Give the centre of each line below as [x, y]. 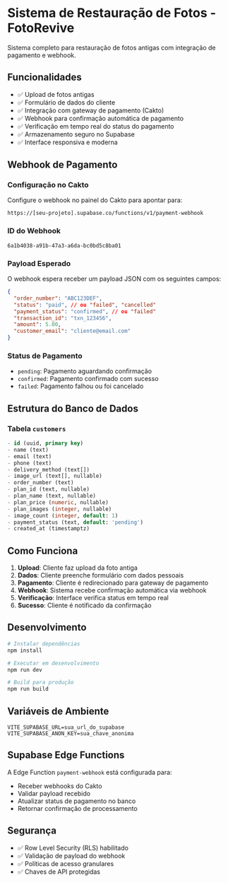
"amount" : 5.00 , [37, 324]
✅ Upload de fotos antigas [56, 94]
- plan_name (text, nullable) [52, 496]
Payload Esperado [39, 263]
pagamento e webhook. [42, 55]
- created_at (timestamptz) [49, 529]
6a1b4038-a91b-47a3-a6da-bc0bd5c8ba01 [64, 245]
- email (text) [30, 456]
